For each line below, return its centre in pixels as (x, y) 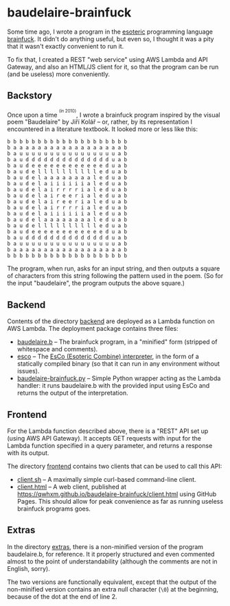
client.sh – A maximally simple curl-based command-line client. (107, 479)
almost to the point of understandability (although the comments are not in (112, 561)
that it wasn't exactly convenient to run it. (66, 46)
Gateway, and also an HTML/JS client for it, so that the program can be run (113, 67)
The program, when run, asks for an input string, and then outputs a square (114, 268)
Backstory (30, 96)
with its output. (28, 453)
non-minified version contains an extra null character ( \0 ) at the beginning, (113, 589)
